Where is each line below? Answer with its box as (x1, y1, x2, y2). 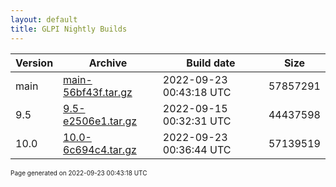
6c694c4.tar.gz (63, 142, 137, 156)
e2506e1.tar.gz (63, 114, 138, 128)
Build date (186, 56, 236, 70)
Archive (88, 56, 128, 70)
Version (15, 56, 54, 70)
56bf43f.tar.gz (63, 85, 133, 99)
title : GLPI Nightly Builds (10, 24, 128, 34)
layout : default (10, 14, 78, 25)
